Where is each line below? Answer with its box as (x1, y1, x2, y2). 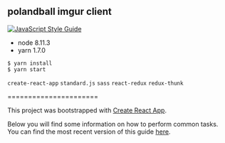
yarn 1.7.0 (17, 46, 46, 54)
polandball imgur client (7, 6, 112, 18)
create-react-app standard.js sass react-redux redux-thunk (7, 80, 184, 87)
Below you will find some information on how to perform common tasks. (7, 120, 219, 128)
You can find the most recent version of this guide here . (7, 127, 171, 136)
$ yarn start (7, 65, 46, 73)
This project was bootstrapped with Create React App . (7, 106, 167, 115)
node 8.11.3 (17, 38, 51, 47)
